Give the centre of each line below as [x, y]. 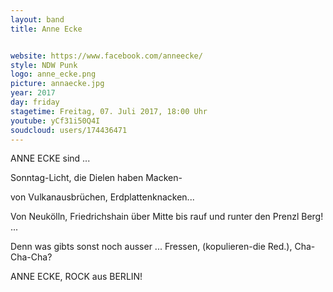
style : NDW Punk [44, 65]
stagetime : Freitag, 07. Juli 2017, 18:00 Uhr [109, 111]
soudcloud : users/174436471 [69, 130]
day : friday [35, 102]
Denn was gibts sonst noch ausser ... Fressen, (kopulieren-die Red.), [151, 247]
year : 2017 [33, 93]
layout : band [37, 19]
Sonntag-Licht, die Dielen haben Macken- [96, 178]
